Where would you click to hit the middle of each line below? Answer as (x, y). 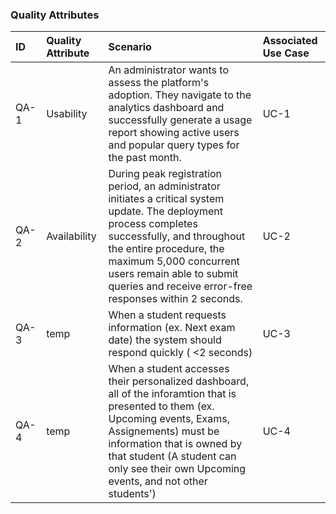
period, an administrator (164, 186)
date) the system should (165, 340)
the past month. (145, 158)
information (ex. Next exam (172, 328)
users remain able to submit (173, 274)
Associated (290, 41)
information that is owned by (175, 444)
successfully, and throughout (177, 236)
